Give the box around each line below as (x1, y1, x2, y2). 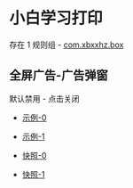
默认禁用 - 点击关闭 (9, 93, 80, 103)
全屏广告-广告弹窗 (9, 68, 108, 83)
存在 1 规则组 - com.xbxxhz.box (9, 39, 124, 50)
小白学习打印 (9, 8, 104, 29)
